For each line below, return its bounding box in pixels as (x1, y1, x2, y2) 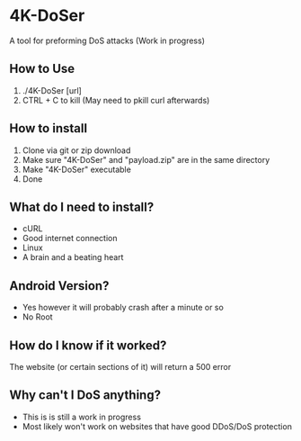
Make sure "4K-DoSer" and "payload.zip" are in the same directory (22, 154, 270, 165)
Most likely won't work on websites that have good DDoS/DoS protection (22, 420, 292, 432)
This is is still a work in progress (22, 411, 142, 422)
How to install (9, 121, 88, 136)
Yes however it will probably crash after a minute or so (22, 302, 225, 313)
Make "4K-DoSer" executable (22, 164, 132, 175)
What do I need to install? (9, 199, 155, 214)
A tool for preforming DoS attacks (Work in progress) (9, 35, 205, 46)
